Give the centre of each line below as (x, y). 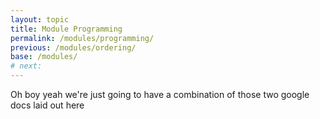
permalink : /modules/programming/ (82, 38)
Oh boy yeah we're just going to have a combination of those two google (160, 94)
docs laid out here (47, 105)
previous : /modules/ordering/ (73, 47)
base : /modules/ (44, 57)
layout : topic (40, 19)
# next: (26, 66)
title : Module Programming (66, 29)
